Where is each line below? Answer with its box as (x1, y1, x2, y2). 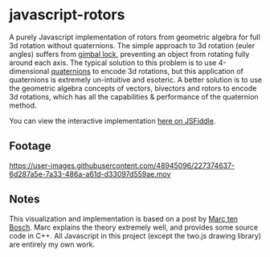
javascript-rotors (9, 6, 125, 24)
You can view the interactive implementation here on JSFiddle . (9, 116, 216, 125)
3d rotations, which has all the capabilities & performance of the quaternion (9, 92, 260, 101)
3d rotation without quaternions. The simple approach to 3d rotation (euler (9, 40, 256, 50)
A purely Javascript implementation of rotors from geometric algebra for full (9, 32, 260, 42)
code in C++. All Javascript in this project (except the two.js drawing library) (9, 230, 262, 240)
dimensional (9, 66, 50, 75)
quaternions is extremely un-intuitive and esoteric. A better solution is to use (9, 75, 263, 84)
